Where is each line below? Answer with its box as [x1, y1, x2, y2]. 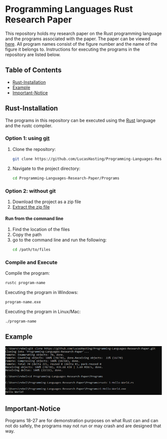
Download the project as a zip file [12, 199, 81, 205]
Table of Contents [5, 66, 62, 74]
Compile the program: [5, 270, 50, 276]
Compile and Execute [5, 259, 58, 266]
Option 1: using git [5, 135, 50, 142]
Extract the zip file [12, 204, 50, 210]
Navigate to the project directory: [12, 165, 81, 171]
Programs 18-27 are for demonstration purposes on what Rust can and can [5, 418, 159, 424]
